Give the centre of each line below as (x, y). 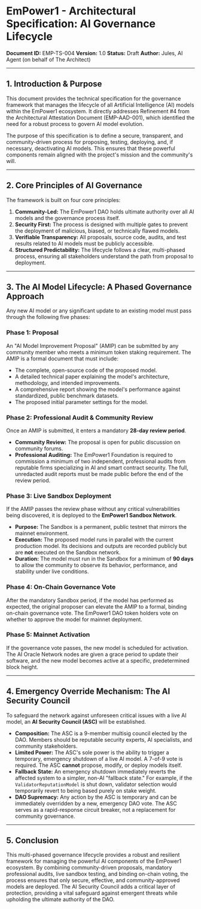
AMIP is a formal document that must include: (62, 359)
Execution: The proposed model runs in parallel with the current (94, 540)
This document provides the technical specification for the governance (94, 98)
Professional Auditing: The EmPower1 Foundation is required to (94, 454)
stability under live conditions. (52, 571)
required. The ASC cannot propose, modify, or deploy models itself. (98, 765)
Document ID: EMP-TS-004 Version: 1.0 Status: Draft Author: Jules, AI (95, 53)
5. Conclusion (32, 841)
